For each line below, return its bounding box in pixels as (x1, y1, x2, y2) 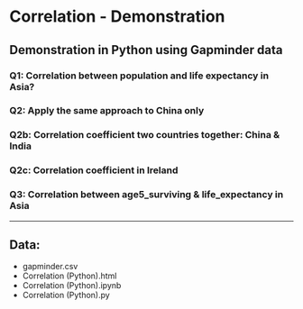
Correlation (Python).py (22, 290, 110, 301)
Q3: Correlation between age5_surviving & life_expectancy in (9, 188, 284, 201)
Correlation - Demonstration (9, 6, 225, 27)
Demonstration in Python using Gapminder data (9, 42, 283, 58)
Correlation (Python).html (22, 270, 117, 281)
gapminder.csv (22, 261, 78, 272)
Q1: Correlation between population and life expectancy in (9, 69, 269, 82)
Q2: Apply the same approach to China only (9, 105, 205, 117)
